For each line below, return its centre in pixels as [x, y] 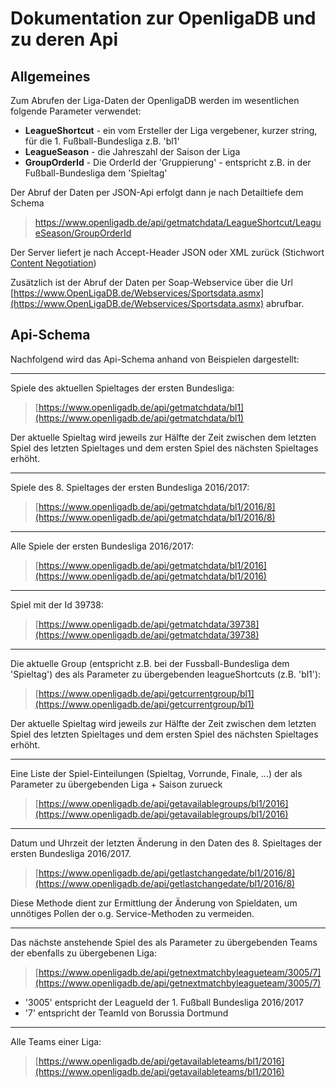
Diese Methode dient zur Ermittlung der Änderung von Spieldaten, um [154, 903]
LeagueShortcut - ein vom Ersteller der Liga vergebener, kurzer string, [171, 130]
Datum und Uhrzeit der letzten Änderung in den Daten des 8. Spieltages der [166, 843]
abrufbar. [285, 303]
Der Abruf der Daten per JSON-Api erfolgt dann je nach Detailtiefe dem [157, 192]
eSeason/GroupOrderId [83, 233]
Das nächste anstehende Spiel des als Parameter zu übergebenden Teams [164, 942]
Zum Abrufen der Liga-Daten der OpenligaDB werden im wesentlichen [155, 100]
